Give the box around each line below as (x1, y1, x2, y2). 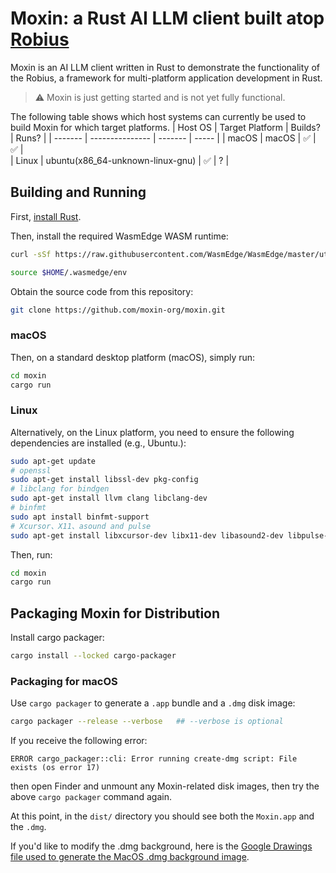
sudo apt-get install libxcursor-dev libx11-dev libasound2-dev (10, 530, 284, 541)
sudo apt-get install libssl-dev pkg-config (10, 475, 199, 485)
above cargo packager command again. (10, 791, 172, 803)
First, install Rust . (10, 210, 82, 222)
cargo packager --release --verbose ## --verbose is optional (10, 717, 284, 727)
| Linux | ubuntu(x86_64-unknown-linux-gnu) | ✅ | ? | (10, 154, 230, 166)
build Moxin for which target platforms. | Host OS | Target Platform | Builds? (10, 121, 321, 133)
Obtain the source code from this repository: (10, 285, 194, 297)
